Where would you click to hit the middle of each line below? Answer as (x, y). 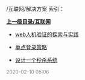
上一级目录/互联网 (29, 22)
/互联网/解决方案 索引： (36, 9)
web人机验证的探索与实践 (47, 34)
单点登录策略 (31, 47)
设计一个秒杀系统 (36, 60)
